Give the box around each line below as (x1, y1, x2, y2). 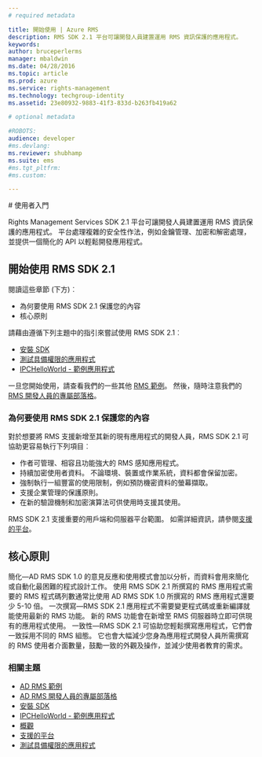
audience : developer (8, 135, 76, 142)
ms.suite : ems (8, 157, 55, 164)
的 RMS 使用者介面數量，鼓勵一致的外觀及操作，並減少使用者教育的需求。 (8, 641, 247, 650)
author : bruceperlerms (8, 48, 82, 56)
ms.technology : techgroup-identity (8, 91, 125, 99)
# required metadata (8, 11, 76, 20)
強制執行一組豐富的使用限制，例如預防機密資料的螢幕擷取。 (19, 478, 213, 488)
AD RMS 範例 (19, 681, 63, 691)
